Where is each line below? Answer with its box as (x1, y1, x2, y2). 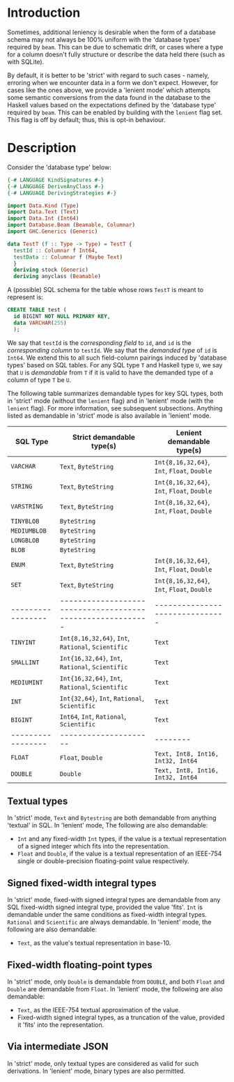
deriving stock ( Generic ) (13, 266, 89, 273)
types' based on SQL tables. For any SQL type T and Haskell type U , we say (7, 360, 223, 369)
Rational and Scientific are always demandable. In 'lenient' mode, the (7, 918, 212, 927)
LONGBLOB (10, 536, 40, 544)
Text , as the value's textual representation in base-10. (17, 939, 171, 947)
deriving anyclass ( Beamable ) (13, 273, 101, 280)
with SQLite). (7, 57, 45, 66)
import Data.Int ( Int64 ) (7, 215, 79, 222)
